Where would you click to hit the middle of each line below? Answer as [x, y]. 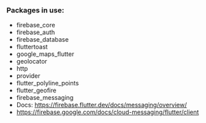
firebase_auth [36, 32]
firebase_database [42, 40]
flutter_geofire [36, 90]
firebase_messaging [45, 98]
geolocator [31, 61]
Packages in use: [35, 10]
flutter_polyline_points [48, 83]
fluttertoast [32, 47]
